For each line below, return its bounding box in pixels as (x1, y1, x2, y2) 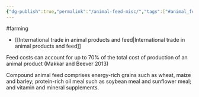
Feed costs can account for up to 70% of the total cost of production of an (6, 53, 188, 61)
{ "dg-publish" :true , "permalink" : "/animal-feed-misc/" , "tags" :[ (6, 8, 166, 15)
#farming (6, 25, 28, 32)
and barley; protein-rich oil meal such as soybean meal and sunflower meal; (6, 78, 191, 85)
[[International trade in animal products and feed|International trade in (14, 36, 185, 43)
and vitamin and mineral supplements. (6, 83, 99, 91)
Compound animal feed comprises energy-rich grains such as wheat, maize (6, 71, 191, 78)
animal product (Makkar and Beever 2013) (6, 60, 109, 67)
